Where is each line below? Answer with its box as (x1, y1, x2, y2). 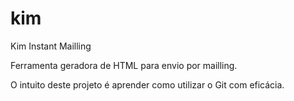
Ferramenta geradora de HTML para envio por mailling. (10, 59, 238, 71)
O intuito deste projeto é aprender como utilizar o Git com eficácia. (10, 78, 285, 91)
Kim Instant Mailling (10, 40, 92, 52)
